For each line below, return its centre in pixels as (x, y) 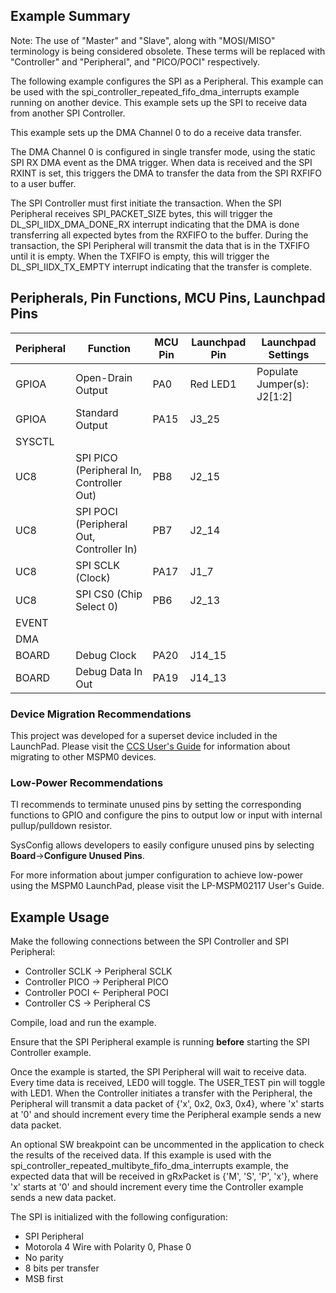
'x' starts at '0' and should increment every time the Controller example (157, 1187)
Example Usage (60, 917)
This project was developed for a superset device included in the (144, 735)
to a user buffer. (43, 183)
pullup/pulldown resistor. (61, 826)
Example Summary (70, 16)
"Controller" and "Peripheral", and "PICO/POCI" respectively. (135, 61)
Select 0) (97, 606)
